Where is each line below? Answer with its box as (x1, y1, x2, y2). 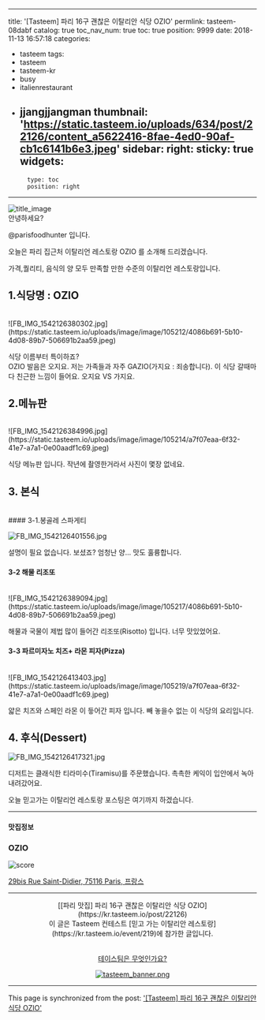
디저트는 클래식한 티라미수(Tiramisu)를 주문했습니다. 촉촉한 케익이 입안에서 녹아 (8, 768, 254, 778)
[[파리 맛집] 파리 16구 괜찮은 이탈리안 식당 (58, 901, 187, 910)
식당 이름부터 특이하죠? (8, 352, 80, 361)
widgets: (19, 155, 65, 168)
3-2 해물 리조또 (8, 567, 56, 577)
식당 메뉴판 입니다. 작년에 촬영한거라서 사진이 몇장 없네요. (8, 459, 185, 469)
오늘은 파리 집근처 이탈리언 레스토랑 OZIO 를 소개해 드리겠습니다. (8, 246, 208, 256)
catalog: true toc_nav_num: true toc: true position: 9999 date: (33, 25, 233, 35)
